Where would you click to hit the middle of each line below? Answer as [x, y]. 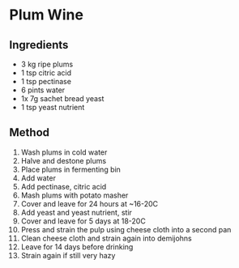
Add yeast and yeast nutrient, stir [77, 212]
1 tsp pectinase [46, 81]
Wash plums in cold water [64, 152]
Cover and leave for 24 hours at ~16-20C [90, 203]
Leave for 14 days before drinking [77, 247]
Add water [38, 178]
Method [30, 132]
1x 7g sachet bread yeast [62, 98]
